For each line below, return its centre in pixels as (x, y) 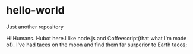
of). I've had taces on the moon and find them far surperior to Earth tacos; (97, 45)
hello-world (36, 10)
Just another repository (35, 27)
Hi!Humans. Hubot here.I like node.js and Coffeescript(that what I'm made (96, 38)
